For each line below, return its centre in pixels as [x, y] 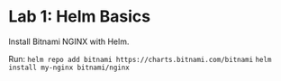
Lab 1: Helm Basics [79, 17]
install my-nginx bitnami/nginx [69, 67]
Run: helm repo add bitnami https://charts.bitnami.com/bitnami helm [140, 58]
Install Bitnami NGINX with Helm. [69, 41]
